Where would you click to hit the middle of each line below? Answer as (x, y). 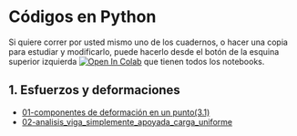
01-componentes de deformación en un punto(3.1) (116, 112)
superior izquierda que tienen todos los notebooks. (137, 61)
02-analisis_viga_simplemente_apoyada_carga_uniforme (127, 121)
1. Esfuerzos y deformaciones (95, 90)
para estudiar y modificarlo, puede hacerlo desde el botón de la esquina (144, 51)
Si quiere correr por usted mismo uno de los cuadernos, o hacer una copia (148, 42)
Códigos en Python (82, 17)
